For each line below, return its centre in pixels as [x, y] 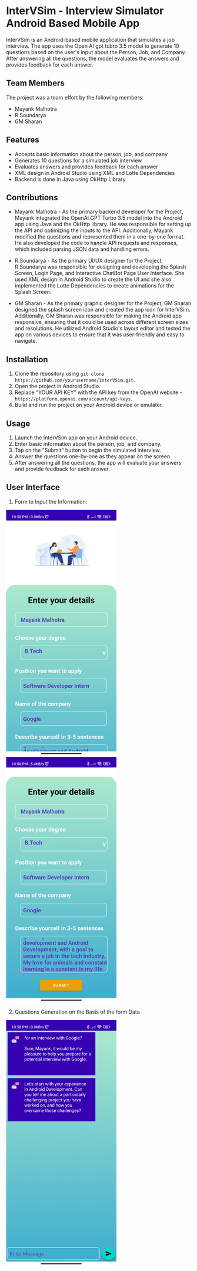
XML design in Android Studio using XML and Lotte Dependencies [95, 173]
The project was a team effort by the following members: [75, 97]
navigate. [26, 341]
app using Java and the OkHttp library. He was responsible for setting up [103, 224]
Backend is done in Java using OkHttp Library [70, 179]
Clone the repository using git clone [59, 374]
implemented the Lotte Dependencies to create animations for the [94, 286]
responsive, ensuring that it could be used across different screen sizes [101, 322]
